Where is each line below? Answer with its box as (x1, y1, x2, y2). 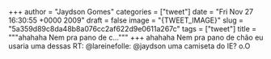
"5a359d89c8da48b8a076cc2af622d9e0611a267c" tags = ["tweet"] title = (8, 24, 257, 33)
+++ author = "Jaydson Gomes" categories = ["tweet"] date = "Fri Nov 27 (8, 7, 254, 16)
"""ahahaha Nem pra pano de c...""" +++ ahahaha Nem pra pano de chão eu (8, 32, 264, 42)
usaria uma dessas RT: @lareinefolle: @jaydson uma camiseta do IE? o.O (8, 41, 251, 51)
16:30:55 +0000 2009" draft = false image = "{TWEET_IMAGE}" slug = (8, 15, 244, 25)
